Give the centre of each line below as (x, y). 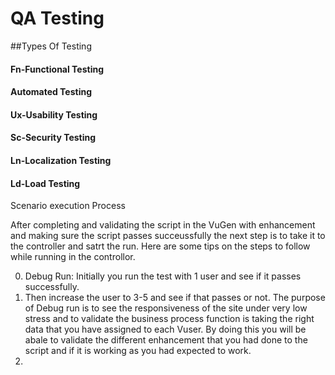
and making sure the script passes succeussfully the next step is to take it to (168, 236)
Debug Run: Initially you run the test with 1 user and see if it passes (163, 276)
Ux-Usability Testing (54, 114)
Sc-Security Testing (53, 138)
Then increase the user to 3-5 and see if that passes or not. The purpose (175, 298)
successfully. (52, 287)
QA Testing (57, 18)
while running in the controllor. (73, 257)
